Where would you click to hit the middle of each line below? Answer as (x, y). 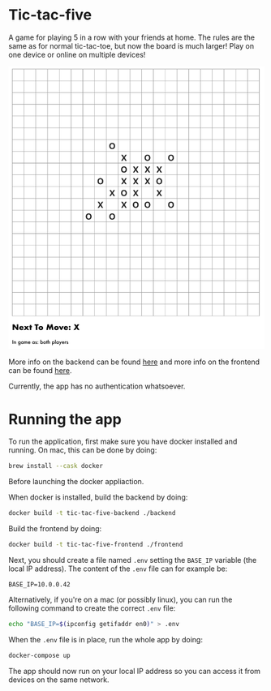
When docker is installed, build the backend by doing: (98, 497)
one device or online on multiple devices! (77, 54)
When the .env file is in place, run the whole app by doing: (105, 639)
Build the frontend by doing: (55, 529)
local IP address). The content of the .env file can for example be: (118, 569)
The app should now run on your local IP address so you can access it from (135, 671)
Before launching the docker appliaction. (76, 482)
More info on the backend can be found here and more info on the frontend (134, 362)
